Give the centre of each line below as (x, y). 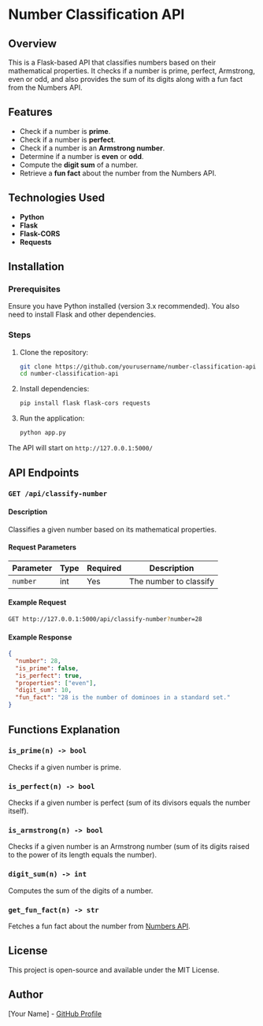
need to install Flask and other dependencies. (82, 315)
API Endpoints (44, 473)
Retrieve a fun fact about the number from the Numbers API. (118, 173)
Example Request (37, 602)
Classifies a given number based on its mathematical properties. (112, 529)
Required (104, 568)
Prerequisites (34, 289)
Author (26, 995)
